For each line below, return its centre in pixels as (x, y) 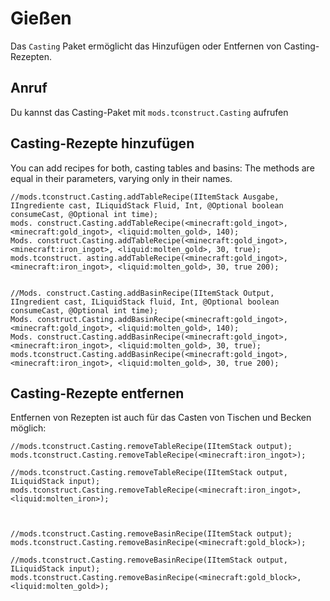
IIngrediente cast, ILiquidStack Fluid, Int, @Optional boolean (147, 205)
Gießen (41, 18)
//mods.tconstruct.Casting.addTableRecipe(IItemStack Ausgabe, (145, 197)
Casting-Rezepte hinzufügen (102, 143)
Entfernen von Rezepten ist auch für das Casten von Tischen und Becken (161, 418)
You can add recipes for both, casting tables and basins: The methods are (162, 168)
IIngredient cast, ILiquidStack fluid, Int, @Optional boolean (145, 302)
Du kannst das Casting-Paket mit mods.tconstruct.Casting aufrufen (149, 112)
